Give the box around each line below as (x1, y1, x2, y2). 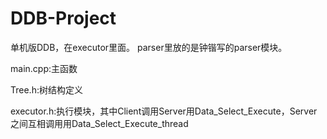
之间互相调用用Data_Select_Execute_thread (10, 117, 189, 129)
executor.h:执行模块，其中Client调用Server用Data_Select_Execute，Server (10, 105, 318, 117)
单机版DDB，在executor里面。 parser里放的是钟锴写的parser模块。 (10, 41, 288, 53)
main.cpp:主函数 (10, 62, 78, 74)
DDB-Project (10, 7, 117, 30)
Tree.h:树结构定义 (10, 83, 83, 96)
